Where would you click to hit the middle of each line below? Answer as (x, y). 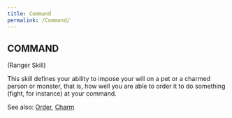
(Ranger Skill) (27, 65)
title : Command (29, 14)
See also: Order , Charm (41, 107)
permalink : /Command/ (39, 20)
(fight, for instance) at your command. (62, 94)
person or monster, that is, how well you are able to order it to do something (116, 86)
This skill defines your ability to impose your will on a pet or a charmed (109, 79)
